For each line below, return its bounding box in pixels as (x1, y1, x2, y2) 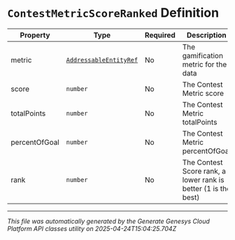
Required (144, 30, 176, 40)
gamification (182, 50, 224, 60)
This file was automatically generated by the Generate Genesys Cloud (7, 217, 210, 225)
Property (20, 30, 50, 40)
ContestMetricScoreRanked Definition (7, 5, 219, 21)
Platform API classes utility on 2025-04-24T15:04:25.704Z (7, 224, 177, 232)
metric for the (182, 59, 227, 69)
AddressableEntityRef (66, 56, 138, 64)
